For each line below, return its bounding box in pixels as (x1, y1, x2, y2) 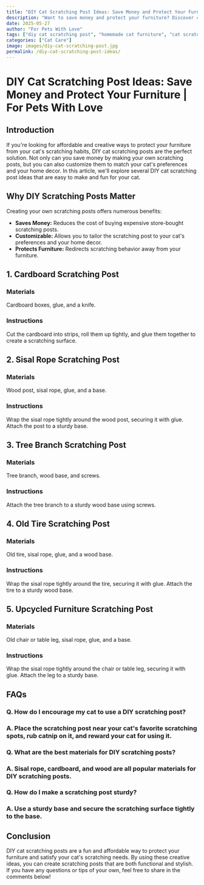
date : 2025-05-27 (6, 20, 50, 26)
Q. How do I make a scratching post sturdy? (6, 788, 137, 797)
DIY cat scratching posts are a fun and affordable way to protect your (6, 847, 180, 855)
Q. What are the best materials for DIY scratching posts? (6, 748, 176, 756)
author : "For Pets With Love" (6, 26, 83, 32)
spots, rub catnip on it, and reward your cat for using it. (6, 731, 172, 740)
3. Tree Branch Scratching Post (6, 439, 126, 450)
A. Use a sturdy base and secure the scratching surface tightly (6, 805, 195, 813)
